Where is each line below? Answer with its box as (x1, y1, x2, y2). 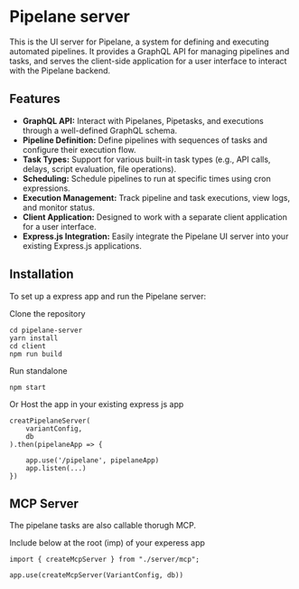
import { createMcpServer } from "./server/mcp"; (9, 555, 201, 565)
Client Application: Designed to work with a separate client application (22, 211, 287, 223)
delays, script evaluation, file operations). (22, 163, 177, 174)
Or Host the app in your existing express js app (9, 398, 184, 409)
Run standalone (9, 365, 68, 376)
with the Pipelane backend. (9, 65, 111, 76)
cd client (9, 341, 47, 350)
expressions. (22, 183, 70, 194)
